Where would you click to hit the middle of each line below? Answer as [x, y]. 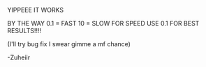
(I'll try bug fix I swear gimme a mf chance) [69, 44]
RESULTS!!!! [24, 31]
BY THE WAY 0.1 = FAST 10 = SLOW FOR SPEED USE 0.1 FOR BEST [103, 23]
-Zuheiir [19, 57]
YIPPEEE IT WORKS [36, 10]
